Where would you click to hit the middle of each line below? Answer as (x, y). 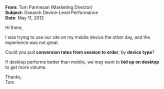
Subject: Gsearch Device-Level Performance (52, 12)
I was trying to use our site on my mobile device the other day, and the (78, 37)
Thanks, (13, 77)
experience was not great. (32, 42)
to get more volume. (26, 67)
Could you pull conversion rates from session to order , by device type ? (80, 52)
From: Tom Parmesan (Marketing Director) (49, 7)
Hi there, (14, 27)
